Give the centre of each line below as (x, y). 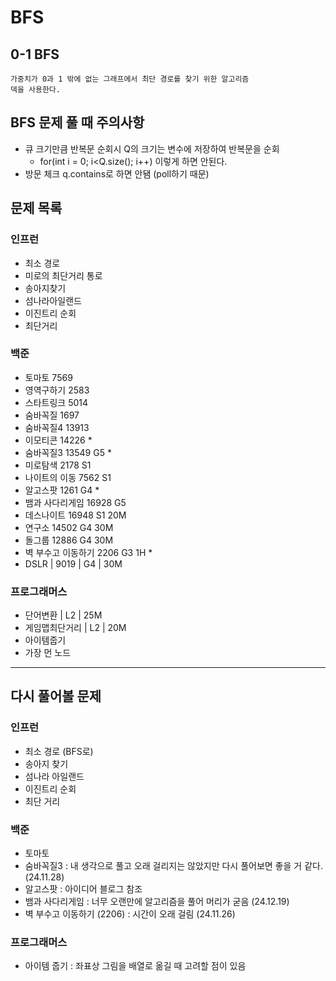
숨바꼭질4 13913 (57, 427)
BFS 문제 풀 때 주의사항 (77, 122)
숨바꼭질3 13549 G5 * (68, 452)
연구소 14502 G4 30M (69, 527)
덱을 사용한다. (35, 90)
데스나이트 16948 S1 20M (75, 515)
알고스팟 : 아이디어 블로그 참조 (83, 889)
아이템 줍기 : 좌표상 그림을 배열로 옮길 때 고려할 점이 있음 (135, 966)
